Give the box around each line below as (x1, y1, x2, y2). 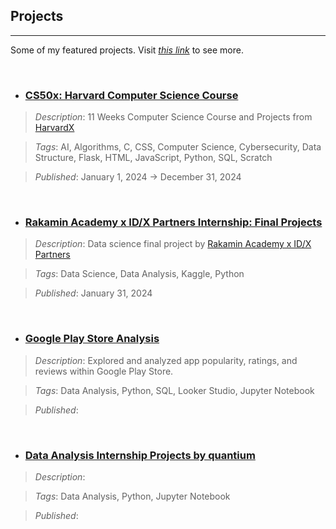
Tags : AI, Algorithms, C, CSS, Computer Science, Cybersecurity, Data (34, 141, 322, 153)
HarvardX (34, 122, 75, 134)
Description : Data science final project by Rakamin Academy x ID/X (34, 238, 312, 250)
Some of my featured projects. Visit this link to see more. (10, 44, 244, 56)
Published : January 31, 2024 (34, 287, 153, 299)
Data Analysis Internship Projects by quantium (24, 448, 256, 462)
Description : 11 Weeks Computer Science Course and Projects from (34, 111, 313, 123)
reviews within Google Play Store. (34, 365, 174, 377)
